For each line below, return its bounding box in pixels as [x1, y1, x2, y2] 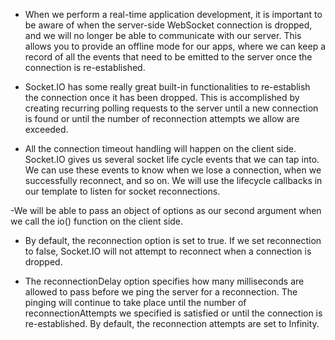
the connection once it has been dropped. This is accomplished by [24, 92, 300, 103]
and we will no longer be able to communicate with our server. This [24, 30, 302, 41]
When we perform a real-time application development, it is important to [24, 9, 323, 20]
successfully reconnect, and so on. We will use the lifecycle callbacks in [24, 175, 323, 186]
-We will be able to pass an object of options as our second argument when [10, 205, 322, 216]
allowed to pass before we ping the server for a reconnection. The [24, 286, 298, 298]
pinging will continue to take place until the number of [24, 297, 247, 308]
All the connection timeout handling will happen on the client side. [24, 143, 297, 154]
